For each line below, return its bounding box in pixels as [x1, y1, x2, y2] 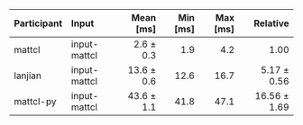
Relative [253, 17, 289, 30]
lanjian [14, 69, 42, 82]
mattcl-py [14, 95, 57, 107]
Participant [14, 17, 63, 30]
